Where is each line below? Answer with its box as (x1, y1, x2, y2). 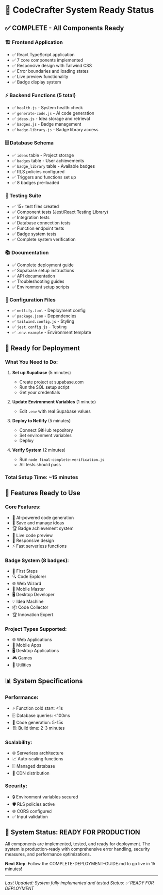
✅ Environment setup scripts (12, 284, 69, 290)
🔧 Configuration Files (5, 296, 56, 303)
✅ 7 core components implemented (12, 57, 83, 63)
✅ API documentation (12, 273, 55, 279)
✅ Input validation (12, 814, 48, 819)
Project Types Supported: (5, 625, 67, 632)
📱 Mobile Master (12, 586, 45, 592)
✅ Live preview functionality (12, 73, 69, 80)
